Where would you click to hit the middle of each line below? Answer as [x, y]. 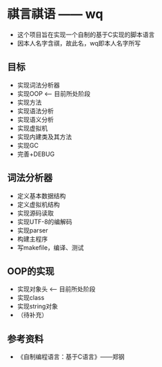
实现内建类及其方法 [44, 137]
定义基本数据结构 [41, 196]
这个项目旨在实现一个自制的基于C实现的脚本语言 [86, 34]
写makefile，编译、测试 [50, 247]
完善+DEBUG [36, 154]
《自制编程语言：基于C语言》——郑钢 [71, 357]
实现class [31, 298]
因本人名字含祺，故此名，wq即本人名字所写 [79, 43]
